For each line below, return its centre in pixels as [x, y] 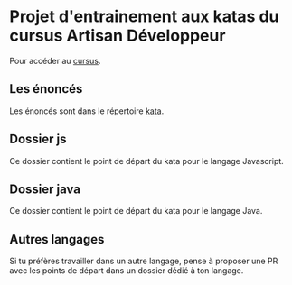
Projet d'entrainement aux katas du [144, 17]
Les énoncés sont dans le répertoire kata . [87, 111]
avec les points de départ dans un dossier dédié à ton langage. [127, 271]
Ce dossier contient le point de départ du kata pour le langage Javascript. [147, 161]
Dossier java [45, 189]
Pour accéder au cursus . [55, 60]
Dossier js [38, 139]
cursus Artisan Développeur [118, 36]
